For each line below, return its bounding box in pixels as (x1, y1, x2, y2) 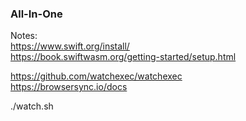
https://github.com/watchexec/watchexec (10, 70, 183, 82)
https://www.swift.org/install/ (10, 40, 130, 52)
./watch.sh (10, 100, 54, 112)
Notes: (10, 30, 38, 42)
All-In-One (10, 7, 63, 21)
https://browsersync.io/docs (10, 81, 128, 93)
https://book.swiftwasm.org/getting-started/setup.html (10, 51, 237, 63)
